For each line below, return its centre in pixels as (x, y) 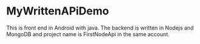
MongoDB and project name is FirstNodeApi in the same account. (88, 34)
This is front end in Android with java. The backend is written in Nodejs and (100, 28)
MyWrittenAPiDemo (58, 11)
